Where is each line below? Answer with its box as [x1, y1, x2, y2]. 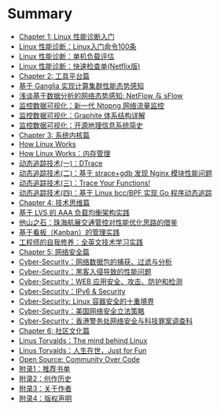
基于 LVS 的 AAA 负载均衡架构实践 [18, 207, 131, 217]
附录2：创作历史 [18, 374, 72, 383]
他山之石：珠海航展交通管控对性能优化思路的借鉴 [18, 218, 178, 227]
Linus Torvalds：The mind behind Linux [18, 336, 148, 345]
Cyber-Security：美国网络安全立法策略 [18, 306, 145, 315]
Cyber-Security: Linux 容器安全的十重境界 [18, 296, 155, 306]
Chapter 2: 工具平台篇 [18, 71, 90, 80]
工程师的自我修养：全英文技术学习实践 [18, 237, 143, 247]
